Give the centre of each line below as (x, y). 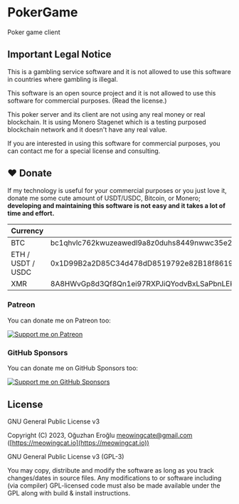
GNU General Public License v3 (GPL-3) (66, 456)
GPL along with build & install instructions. (69, 493)
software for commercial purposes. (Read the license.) (87, 100)
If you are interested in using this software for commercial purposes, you (114, 143)
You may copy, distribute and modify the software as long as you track (111, 470)
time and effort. (31, 213)
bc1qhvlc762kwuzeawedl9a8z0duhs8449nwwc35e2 (141, 243)
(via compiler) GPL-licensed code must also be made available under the (114, 485)
